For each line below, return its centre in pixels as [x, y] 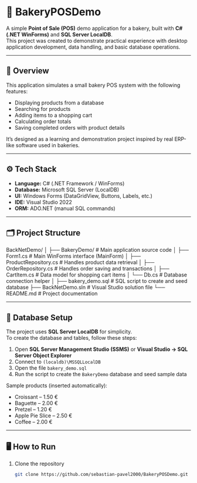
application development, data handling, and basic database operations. [93, 47]
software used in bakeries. [48, 145]
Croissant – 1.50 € [36, 397]
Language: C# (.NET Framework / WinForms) [69, 183]
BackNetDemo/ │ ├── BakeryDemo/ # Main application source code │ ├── [98, 250]
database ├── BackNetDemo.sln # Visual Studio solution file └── [86, 288]
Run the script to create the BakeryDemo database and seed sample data [101, 374]
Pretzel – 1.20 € [33, 410]
